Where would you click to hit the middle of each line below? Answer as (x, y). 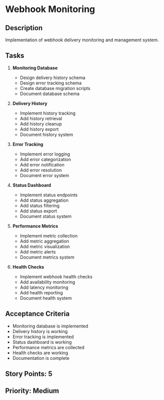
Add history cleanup (41, 124)
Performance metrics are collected (48, 347)
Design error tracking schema (51, 83)
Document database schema (50, 94)
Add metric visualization (45, 246)
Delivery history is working (40, 331)
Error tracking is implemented (43, 337)
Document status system (46, 216)
